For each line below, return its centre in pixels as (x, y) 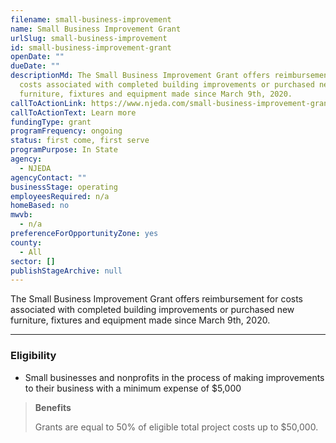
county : (26, 242)
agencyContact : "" (48, 177)
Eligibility (33, 356)
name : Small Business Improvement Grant (96, 29)
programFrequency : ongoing (66, 131)
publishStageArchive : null (66, 271)
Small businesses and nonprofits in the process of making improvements (174, 377)
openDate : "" (37, 57)
